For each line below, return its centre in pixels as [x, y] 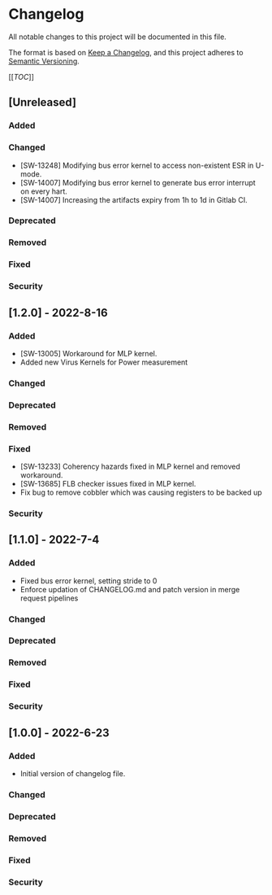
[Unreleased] [43, 103]
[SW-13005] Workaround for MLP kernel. [89, 353]
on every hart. [43, 191]
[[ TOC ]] [21, 76]
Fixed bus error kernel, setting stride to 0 [89, 581]
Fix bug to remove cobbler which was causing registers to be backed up [141, 492]
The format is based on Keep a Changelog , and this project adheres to [126, 52]
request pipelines [49, 598]
